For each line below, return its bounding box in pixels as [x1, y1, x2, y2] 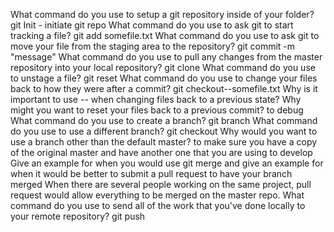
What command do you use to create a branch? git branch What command [10, 115, 318, 126]
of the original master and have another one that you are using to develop [10, 147, 313, 158]
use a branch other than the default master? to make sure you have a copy [10, 136, 318, 148]
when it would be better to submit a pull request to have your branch [10, 168, 293, 179]
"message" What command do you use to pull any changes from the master [10, 51, 323, 63]
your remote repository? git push [10, 210, 146, 222]
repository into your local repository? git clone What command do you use [10, 62, 316, 73]
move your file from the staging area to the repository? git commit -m [10, 40, 296, 52]
